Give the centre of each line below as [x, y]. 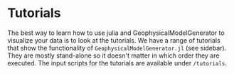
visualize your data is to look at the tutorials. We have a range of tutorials [114, 40]
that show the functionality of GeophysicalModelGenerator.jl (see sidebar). [117, 48]
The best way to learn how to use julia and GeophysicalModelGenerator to [116, 33]
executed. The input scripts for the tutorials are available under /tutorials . [117, 63]
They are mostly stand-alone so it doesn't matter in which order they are [113, 55]
